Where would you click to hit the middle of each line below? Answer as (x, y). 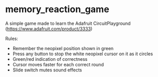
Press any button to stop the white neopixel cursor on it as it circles (83, 54)
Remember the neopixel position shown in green (63, 48)
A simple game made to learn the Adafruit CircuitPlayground (68, 23)
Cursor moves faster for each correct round (58, 64)
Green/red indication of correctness (50, 59)
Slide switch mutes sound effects (47, 70)
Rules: (12, 38)
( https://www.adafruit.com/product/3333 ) (49, 28)
